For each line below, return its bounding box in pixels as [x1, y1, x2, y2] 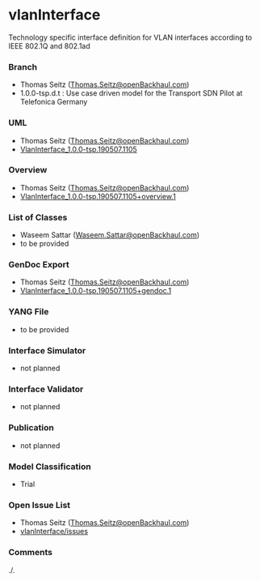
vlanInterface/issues [19, 527, 89, 536]
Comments [8, 547, 52, 558]
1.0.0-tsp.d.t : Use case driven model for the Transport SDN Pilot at [19, 88, 243, 98]
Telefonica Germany [19, 97, 88, 107]
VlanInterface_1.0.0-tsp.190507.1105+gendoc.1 [19, 286, 172, 296]
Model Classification [8, 460, 91, 472]
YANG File [8, 306, 49, 318]
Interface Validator [8, 383, 84, 395]
